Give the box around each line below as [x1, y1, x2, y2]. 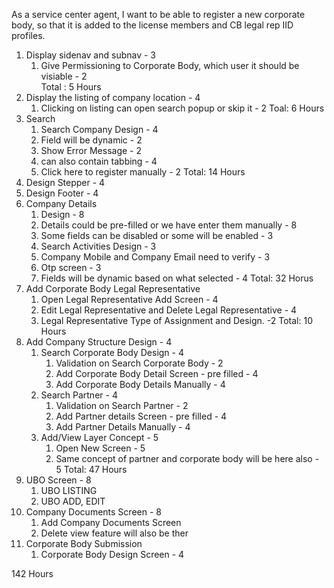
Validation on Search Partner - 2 [55, 400, 189, 411]
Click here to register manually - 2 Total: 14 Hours [40, 166, 246, 178]
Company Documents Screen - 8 [25, 506, 162, 518]
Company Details [25, 198, 98, 209]
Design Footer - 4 [25, 187, 99, 199]
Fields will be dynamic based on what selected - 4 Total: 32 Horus [40, 272, 314, 284]
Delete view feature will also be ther [40, 527, 189, 539]
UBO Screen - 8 [25, 474, 92, 486]
